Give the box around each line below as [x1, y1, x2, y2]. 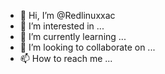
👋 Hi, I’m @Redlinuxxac [19, 10, 116, 21]
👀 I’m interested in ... [19, 20, 105, 32]
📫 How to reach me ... [19, 53, 113, 64]
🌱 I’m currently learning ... [19, 31, 127, 42]
